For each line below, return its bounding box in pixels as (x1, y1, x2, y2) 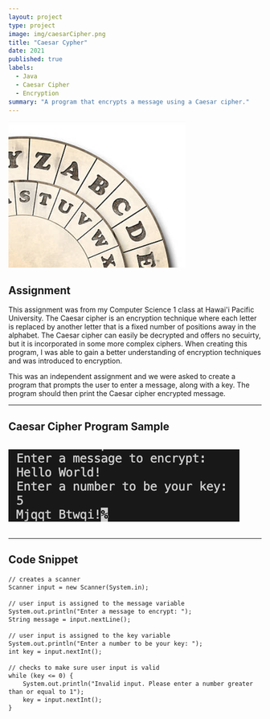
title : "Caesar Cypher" (8, 39, 88, 47)
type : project (8, 21, 56, 30)
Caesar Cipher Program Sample (8, 419, 170, 433)
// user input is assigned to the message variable (8, 599, 185, 607)
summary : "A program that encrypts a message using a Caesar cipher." (8, 97, 250, 106)
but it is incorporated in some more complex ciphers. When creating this (8, 339, 247, 349)
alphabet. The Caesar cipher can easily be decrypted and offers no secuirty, (8, 330, 261, 341)
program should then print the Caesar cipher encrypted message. (8, 389, 227, 398)
